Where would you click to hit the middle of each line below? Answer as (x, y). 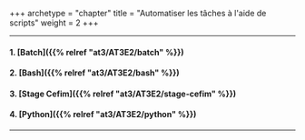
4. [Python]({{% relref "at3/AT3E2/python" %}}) (103, 115)
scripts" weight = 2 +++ (54, 23)
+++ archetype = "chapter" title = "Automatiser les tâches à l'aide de (138, 13)
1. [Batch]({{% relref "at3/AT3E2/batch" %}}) (97, 52)
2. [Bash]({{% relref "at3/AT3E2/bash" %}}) (94, 73)
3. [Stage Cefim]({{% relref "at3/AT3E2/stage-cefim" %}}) (123, 94)
